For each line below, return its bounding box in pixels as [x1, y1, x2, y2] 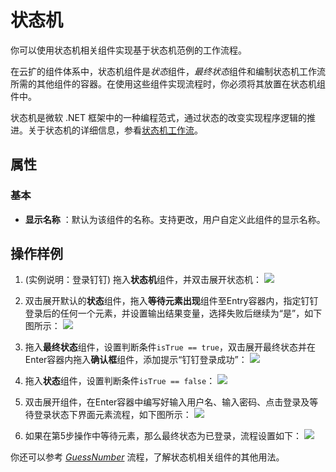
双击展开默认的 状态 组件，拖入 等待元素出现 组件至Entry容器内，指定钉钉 [24, 295, 319, 307]
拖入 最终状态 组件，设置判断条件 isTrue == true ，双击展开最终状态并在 [24, 341, 317, 353]
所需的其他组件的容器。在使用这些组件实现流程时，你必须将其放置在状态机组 [10, 77, 326, 90]
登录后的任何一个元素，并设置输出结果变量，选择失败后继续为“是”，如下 [24, 307, 323, 320]
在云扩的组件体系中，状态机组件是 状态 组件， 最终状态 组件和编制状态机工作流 [10, 65, 326, 77]
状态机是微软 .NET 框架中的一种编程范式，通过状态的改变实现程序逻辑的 [10, 111, 307, 123]
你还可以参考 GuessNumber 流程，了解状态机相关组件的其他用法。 [10, 451, 285, 463]
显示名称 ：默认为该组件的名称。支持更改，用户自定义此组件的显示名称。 [24, 213, 326, 225]
